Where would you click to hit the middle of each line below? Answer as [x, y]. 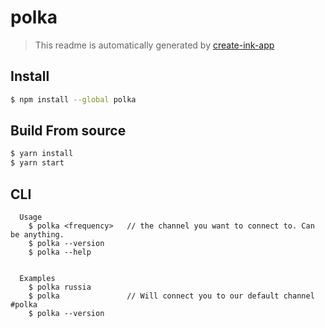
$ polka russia [60, 287]
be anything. [37, 235]
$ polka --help [60, 252]
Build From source [68, 131]
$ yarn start [37, 163]
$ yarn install [42, 154]
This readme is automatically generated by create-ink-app [154, 45]
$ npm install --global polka [73, 99]
